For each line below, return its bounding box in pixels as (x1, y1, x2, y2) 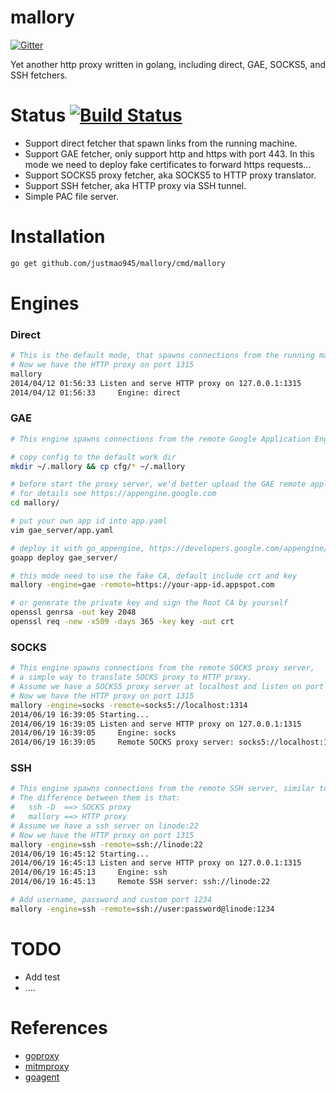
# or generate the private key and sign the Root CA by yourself (10, 598, 288, 608)
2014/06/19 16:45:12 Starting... (10, 849, 150, 859)
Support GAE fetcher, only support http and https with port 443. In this (24, 147, 315, 160)
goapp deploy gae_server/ (10, 552, 118, 563)
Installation (10, 226, 106, 248)
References (10, 1016, 108, 1039)
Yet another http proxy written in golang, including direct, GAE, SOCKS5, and (10, 58, 327, 70)
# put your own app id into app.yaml (10, 516, 168, 526)
